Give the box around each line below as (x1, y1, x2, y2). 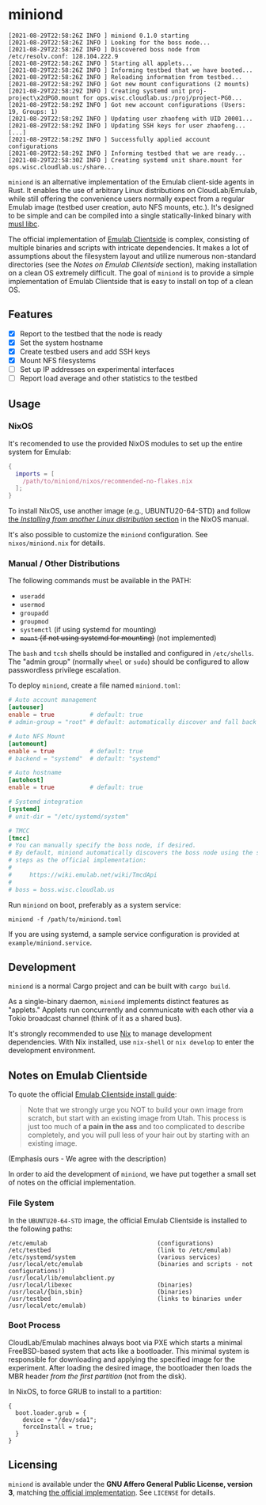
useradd (19, 593, 45, 601)
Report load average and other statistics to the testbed (19, 373, 198, 383)
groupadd (19, 609, 49, 618)
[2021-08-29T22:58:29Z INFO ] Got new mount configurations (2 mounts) (8, 80, 249, 88)
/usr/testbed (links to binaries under (8, 1295, 243, 1302)
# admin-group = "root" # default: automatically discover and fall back (8, 718, 257, 726)
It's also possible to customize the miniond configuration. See (8, 530, 208, 540)
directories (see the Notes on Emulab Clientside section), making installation (8, 260, 257, 269)
